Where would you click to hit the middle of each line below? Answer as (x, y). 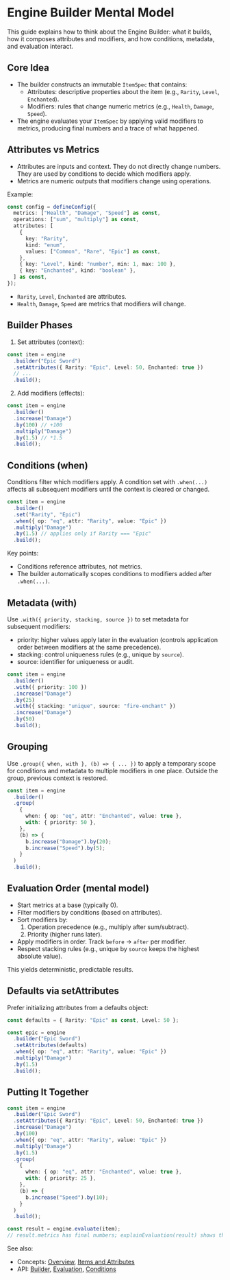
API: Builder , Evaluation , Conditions (66, 1269)
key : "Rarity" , (47, 238)
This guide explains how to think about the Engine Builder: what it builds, (110, 32)
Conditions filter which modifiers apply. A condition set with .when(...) (107, 482)
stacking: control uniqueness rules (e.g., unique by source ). (100, 654)
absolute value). (40, 956)
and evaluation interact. (40, 46)
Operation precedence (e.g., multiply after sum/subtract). (108, 927)
